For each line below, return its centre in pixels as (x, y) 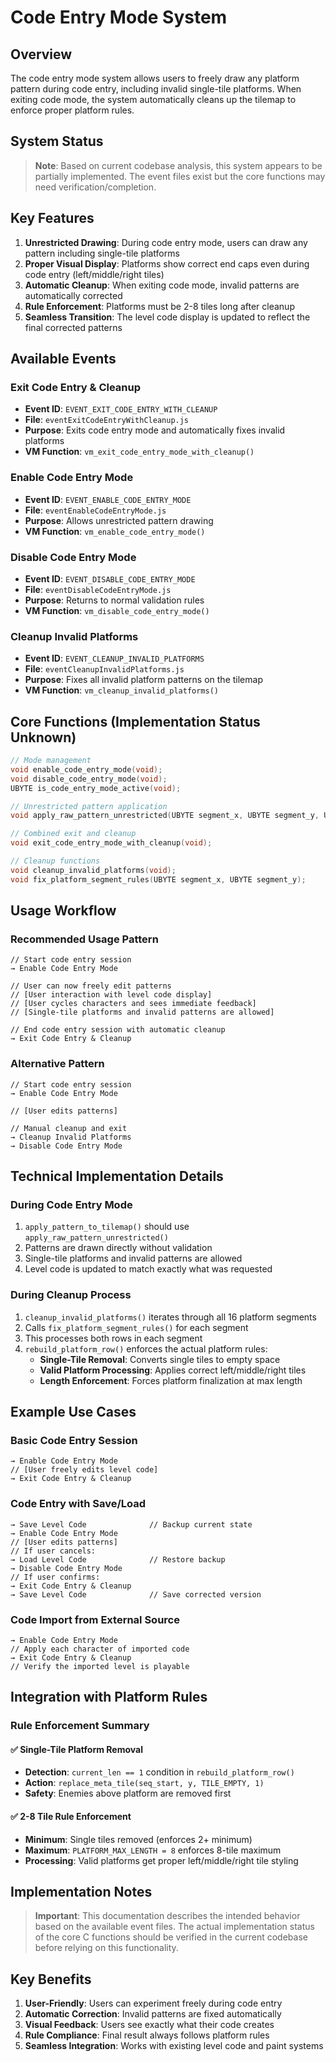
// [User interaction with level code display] (111, 995)
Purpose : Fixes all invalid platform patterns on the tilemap (143, 680)
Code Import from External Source (95, 1619)
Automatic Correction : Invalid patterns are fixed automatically (153, 2014)
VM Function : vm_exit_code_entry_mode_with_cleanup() (139, 452)
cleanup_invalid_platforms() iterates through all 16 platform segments (170, 1317)
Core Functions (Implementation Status (135, 721)
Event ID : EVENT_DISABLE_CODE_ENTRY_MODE (110, 578)
